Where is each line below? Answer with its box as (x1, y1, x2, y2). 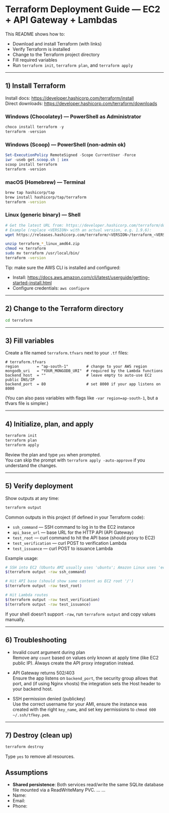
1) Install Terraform (5, 82, 66, 90)
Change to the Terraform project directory (12, 52, 100, 58)
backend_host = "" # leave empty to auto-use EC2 (5, 373, 152, 378)
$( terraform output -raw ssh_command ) (5, 570, 87, 575)
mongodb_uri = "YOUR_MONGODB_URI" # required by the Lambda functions (5, 369, 163, 374)
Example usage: (5, 555, 39, 561)
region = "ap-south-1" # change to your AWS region (5, 364, 147, 369)
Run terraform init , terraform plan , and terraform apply (12, 62, 133, 68)
